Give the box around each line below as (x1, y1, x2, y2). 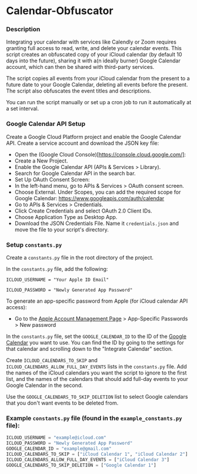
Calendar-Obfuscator (6, 4, 113, 18)
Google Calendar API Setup (6, 120, 86, 128)
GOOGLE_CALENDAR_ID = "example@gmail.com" (6, 446, 112, 452)
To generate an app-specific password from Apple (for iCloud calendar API (6, 297, 188, 304)
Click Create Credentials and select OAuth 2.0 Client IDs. (14, 207, 152, 214)
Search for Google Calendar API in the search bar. (14, 170, 136, 177)
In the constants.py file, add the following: (6, 266, 108, 273)
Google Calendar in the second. (6, 382, 84, 389)
